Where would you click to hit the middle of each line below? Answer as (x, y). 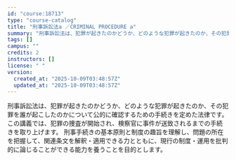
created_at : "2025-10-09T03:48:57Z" (67, 79)
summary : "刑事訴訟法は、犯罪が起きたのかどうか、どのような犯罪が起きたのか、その (114, 33)
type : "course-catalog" (42, 20)
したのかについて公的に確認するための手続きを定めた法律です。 (136, 115)
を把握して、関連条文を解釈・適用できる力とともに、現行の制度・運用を (112, 141)
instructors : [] (31, 59)
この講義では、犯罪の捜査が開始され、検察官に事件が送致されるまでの (109, 124)
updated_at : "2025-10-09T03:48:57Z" (67, 85)
